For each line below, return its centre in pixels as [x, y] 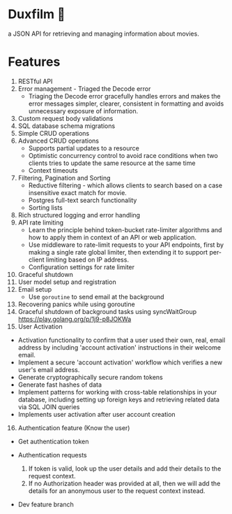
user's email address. [49, 369]
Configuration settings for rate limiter [82, 267]
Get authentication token [53, 441]
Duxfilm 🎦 [37, 14]
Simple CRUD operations [54, 133]
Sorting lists [46, 207]
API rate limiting [41, 222]
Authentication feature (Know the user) [74, 428]
